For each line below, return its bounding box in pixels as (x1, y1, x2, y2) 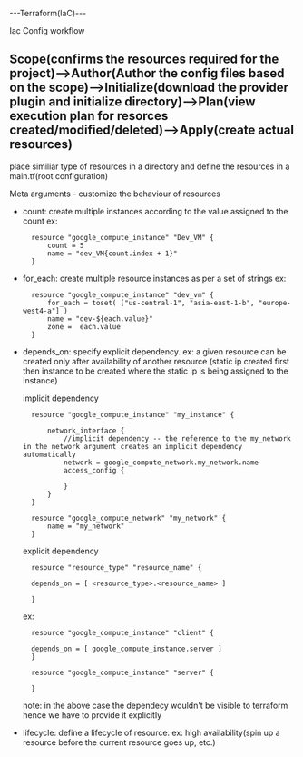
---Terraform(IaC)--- (9, 8, 87, 18)
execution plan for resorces (9, 108, 169, 124)
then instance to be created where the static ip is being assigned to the (22, 365, 288, 376)
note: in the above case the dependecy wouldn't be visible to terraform (22, 700, 288, 711)
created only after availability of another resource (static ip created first (22, 355, 290, 366)
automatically (22, 450, 76, 459)
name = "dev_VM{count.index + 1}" (46, 249, 178, 258)
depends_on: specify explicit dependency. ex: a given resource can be (22, 345, 288, 357)
